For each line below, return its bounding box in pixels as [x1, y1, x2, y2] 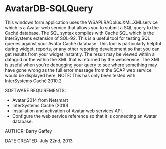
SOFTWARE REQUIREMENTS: [5, 87, 66, 93]
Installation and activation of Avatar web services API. [12, 108, 123, 114]
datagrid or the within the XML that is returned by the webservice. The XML [5, 56, 161, 62]
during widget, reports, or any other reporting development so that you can [5, 46, 160, 52]
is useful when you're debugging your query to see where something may [5, 62, 157, 68]
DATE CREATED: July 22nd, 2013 [5, 138, 73, 144]
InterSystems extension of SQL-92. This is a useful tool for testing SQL [5, 35, 151, 41]
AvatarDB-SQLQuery [5, 3, 93, 14]
